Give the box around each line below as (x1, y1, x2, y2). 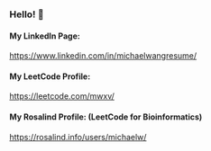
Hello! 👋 (9, 8, 45, 21)
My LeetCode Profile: (9, 71, 91, 82)
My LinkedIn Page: (9, 31, 81, 41)
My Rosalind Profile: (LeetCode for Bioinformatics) (9, 111, 203, 122)
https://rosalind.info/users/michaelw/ (9, 131, 147, 142)
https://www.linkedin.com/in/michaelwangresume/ (9, 50, 197, 61)
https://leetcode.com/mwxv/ (9, 91, 115, 102)
